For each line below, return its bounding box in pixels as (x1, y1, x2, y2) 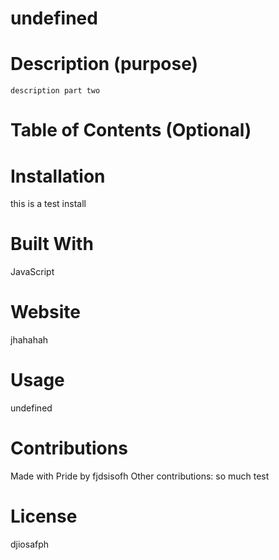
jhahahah (10, 334, 49, 346)
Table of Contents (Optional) (10, 119, 252, 142)
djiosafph (10, 538, 50, 550)
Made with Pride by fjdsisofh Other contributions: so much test (10, 470, 270, 482)
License (10, 505, 78, 528)
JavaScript (10, 266, 55, 278)
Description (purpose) (10, 53, 199, 76)
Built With (10, 233, 94, 256)
